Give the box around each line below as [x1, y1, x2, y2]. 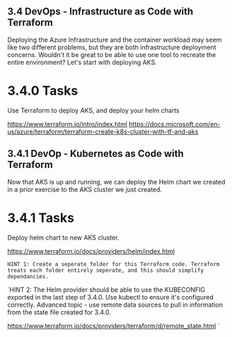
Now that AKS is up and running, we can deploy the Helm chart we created [7, 177, 226, 186]
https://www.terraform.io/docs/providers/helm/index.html [7, 247, 175, 255]
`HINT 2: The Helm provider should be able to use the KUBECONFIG [7, 285, 205, 294]
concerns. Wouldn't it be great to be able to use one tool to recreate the [7, 50, 216, 59]
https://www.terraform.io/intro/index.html [7, 119, 127, 128]
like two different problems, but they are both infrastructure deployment [7, 42, 216, 52]
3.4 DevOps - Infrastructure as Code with [7, 6, 194, 18]
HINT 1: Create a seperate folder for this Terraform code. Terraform [7, 261, 220, 268]
